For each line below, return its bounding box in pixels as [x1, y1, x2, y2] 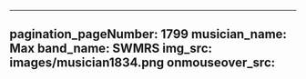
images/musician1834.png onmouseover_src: [9, 55, 276, 71]
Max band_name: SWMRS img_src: [9, 41, 212, 56]
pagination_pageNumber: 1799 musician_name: [9, 26, 287, 42]
